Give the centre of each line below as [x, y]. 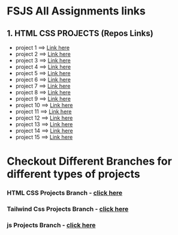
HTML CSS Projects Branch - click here [65, 193]
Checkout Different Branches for [90, 161]
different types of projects [73, 174]
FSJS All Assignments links [76, 11]
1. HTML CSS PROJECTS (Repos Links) [80, 33]
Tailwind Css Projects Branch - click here [68, 209]
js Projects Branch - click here [51, 225]
